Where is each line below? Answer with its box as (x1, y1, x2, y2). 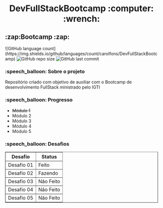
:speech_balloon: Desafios (5, 140, 69, 147)
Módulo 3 (12, 118, 32, 124)
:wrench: (63, 13, 100, 24)
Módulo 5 (12, 128, 32, 134)
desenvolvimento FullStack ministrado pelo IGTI (5, 84, 100, 90)
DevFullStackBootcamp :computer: (9, 3, 154, 14)
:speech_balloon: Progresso (5, 96, 73, 103)
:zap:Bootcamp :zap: (5, 33, 70, 41)
